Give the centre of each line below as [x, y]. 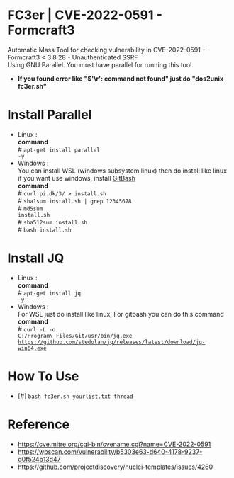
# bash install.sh [44, 229]
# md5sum [30, 208]
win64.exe [32, 348]
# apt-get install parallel [59, 149]
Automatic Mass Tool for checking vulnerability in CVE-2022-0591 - [106, 50]
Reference [38, 424]
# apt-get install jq [49, 292]
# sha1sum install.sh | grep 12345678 [75, 200]
